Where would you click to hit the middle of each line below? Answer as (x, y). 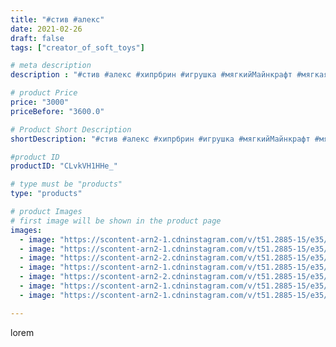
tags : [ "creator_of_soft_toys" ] (77, 47)
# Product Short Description (71, 129)
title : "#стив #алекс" (57, 19)
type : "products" (46, 194)
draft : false (37, 38)
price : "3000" (40, 102)
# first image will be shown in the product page (116, 221)
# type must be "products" (66, 184)
